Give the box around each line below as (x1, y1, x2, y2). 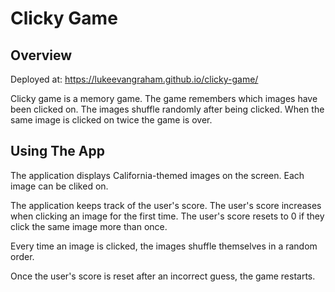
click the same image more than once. (10, 220, 168, 232)
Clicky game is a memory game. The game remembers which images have (10, 93, 318, 104)
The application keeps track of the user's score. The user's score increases (10, 199, 322, 211)
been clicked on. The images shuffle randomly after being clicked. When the (10, 103, 325, 115)
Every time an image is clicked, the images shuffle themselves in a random (10, 240, 318, 252)
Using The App (10, 143, 105, 160)
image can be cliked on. (10, 180, 109, 192)
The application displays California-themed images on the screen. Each (10, 169, 305, 181)
